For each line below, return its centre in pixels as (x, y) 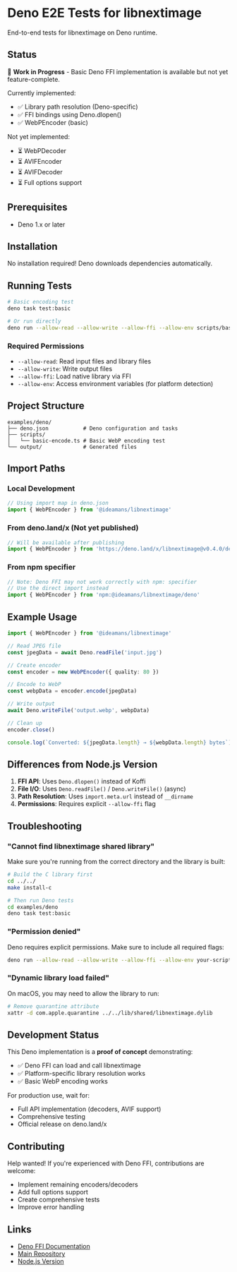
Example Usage (42, 617)
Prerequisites (37, 207)
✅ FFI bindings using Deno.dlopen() (69, 114)
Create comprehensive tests (59, 1200)
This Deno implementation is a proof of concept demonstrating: (100, 1052)
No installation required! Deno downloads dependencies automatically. (110, 263)
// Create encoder (34, 665)
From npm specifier (42, 568)
